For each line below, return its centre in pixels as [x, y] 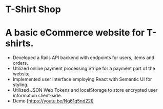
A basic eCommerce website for [75, 33]
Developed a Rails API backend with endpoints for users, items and [84, 58]
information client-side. [37, 96]
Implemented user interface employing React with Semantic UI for [82, 79]
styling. [21, 85]
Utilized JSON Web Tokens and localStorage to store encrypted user [85, 90]
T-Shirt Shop [33, 9]
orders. [20, 63]
